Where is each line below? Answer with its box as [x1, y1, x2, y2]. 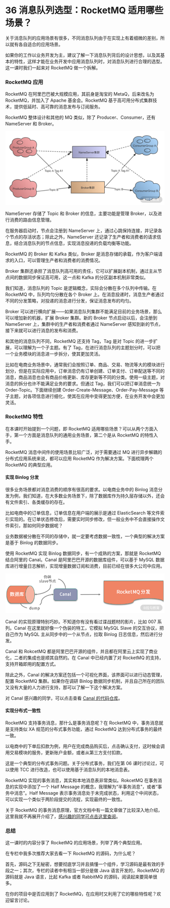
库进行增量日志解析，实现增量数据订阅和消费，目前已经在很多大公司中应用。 [5, 563, 165, 569]
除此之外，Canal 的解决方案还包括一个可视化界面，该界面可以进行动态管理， [5, 671, 165, 678]
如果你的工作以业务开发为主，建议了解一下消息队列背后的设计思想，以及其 [5, 52, 160, 58]
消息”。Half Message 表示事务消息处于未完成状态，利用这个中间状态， [14, 790, 162, 796]
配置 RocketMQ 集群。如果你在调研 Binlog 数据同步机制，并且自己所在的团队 [5, 678, 165, 684]
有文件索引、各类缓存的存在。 [5, 499, 67, 505]
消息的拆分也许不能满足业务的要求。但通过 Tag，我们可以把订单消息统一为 [5, 380, 161, 386]
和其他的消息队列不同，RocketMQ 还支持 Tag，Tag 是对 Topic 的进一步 [5, 338, 153, 344]
